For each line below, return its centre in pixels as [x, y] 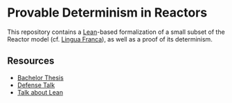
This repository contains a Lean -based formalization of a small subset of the [116, 32]
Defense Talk [36, 85]
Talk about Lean [40, 92]
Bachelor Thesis [40, 77]
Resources [31, 61]
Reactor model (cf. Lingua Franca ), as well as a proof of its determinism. [110, 39]
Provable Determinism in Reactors [107, 13]
